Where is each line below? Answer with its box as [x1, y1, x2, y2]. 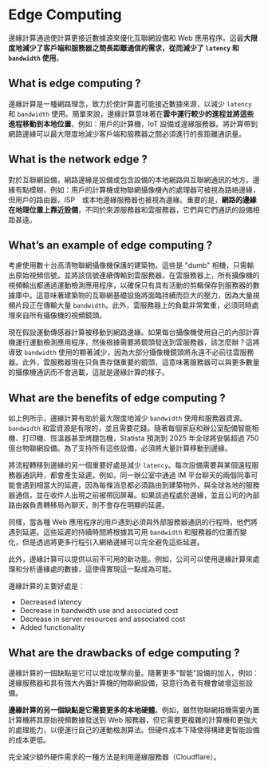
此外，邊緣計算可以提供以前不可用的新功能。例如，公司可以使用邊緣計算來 [8, 554, 253, 564]
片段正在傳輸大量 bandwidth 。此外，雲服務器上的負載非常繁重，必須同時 [14, 301, 253, 310]
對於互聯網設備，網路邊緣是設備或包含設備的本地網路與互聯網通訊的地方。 [8, 174, 253, 185]
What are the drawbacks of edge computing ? [8, 646, 241, 659]
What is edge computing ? [8, 77, 141, 90]
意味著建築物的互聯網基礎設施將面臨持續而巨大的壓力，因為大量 [42, 290, 253, 301]
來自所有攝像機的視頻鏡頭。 [14, 310, 106, 321]
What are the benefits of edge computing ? [8, 391, 226, 404]
